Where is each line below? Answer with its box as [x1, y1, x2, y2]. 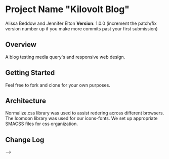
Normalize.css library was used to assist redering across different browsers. [5, 110, 164, 116]
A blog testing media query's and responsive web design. [5, 54, 125, 60]
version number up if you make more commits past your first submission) [5, 25, 158, 31]
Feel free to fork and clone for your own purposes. [5, 82, 110, 88]
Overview [5, 41, 37, 49]
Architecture [5, 96, 47, 105]
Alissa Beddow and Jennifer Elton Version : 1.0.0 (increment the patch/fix [5, 20, 157, 26]
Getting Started [5, 68, 55, 77]
